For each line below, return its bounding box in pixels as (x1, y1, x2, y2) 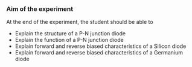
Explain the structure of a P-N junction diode (14, 30, 126, 37)
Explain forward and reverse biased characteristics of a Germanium (14, 49, 183, 56)
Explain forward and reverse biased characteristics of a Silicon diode (14, 42, 187, 50)
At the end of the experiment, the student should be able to (6, 19, 153, 26)
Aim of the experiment (6, 5, 74, 13)
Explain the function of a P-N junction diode (14, 36, 124, 44)
